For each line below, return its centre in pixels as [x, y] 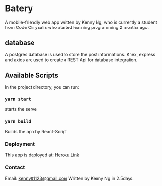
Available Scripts [32, 75]
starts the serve [21, 109]
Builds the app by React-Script [36, 132]
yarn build [18, 121]
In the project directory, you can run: [42, 87]
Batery [19, 9]
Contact [15, 167]
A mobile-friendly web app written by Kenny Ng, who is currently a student [81, 22]
